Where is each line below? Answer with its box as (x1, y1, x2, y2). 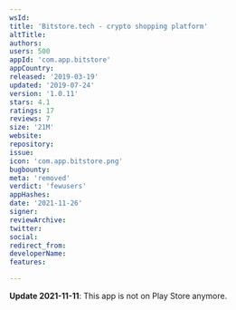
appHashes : (9, 190, 51, 199)
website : (9, 131, 42, 140)
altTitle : (9, 30, 47, 39)
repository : (9, 140, 54, 149)
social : (9, 232, 39, 241)
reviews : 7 (9, 114, 51, 123)
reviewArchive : (9, 215, 67, 225)
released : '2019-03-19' (9, 73, 99, 82)
